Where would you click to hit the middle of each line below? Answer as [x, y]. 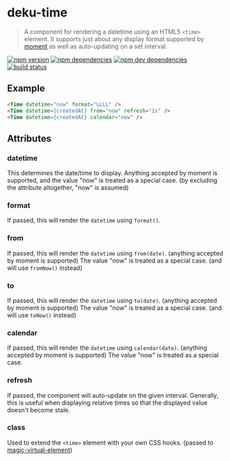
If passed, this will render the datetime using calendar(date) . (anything [107, 348]
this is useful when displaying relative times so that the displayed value [107, 403]
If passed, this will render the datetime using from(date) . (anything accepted [115, 253]
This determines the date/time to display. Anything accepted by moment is [112, 173]
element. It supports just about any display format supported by [114, 38]
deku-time [37, 13]
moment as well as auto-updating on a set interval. [95, 46]
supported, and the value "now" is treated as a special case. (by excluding [112, 181]
